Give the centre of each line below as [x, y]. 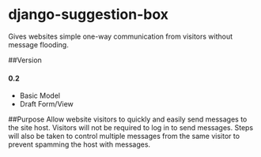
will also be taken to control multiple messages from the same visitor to [124, 136]
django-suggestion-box [88, 15]
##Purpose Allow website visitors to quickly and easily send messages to [128, 119]
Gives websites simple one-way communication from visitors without [121, 36]
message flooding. [38, 44]
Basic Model [40, 95]
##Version [25, 60]
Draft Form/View [46, 104]
